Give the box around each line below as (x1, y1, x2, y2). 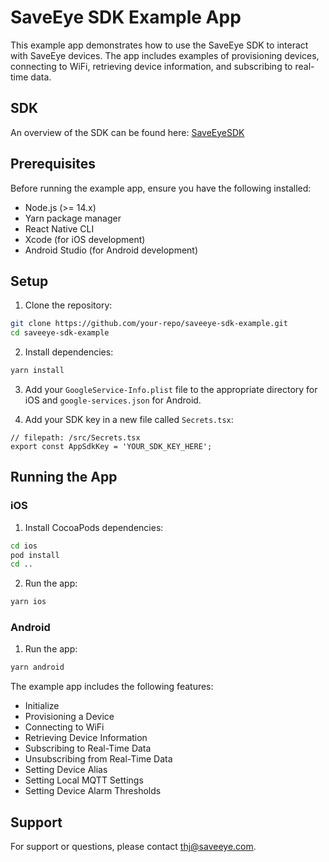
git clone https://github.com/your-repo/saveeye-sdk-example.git (10, 319, 288, 329)
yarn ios (10, 597, 47, 607)
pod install (10, 550, 60, 560)
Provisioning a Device (24, 711, 115, 723)
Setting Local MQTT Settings (24, 774, 144, 786)
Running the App (10, 469, 118, 486)
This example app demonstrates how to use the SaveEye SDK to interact (10, 39, 309, 51)
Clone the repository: (24, 299, 113, 311)
